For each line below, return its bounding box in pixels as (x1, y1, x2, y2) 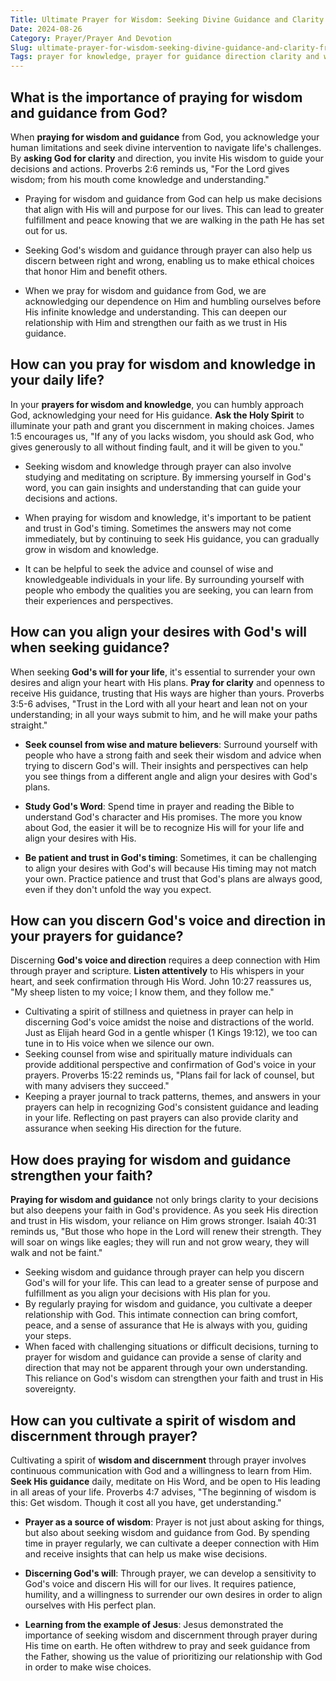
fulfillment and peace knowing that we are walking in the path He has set (24, 214, 325, 226)
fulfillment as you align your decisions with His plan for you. (24, 1287, 271, 1300)
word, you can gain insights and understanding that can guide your (24, 481, 302, 493)
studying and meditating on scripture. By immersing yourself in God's (24, 471, 312, 483)
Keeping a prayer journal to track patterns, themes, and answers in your (24, 1091, 322, 1103)
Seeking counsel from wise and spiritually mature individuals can (24, 1048, 293, 1060)
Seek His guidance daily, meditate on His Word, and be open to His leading (10, 1476, 321, 1487)
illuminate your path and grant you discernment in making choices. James (10, 419, 315, 431)
